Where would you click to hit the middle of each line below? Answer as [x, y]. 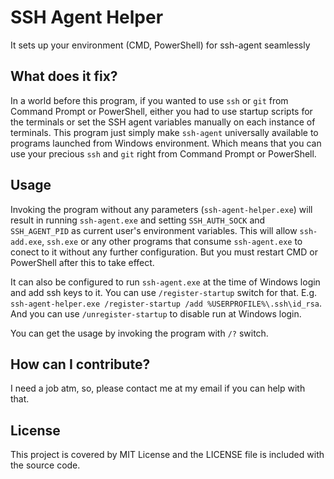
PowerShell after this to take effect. [82, 262]
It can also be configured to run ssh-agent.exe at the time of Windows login [165, 282]
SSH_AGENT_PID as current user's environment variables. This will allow [154, 230]
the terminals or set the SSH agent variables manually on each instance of [163, 122]
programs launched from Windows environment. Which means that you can [166, 143]
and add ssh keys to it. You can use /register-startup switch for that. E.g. [164, 292]
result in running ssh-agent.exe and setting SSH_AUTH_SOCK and [138, 220]
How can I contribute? [80, 364]
